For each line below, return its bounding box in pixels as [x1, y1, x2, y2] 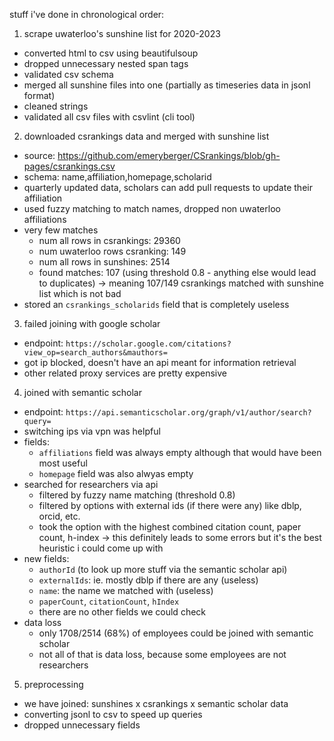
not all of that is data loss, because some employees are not [38, 649, 287, 660]
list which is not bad [38, 288, 122, 299]
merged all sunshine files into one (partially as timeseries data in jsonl [23, 79, 311, 91]
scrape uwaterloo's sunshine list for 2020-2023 [23, 28, 221, 39]
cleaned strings [23, 100, 89, 112]
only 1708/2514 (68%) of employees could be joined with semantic [38, 627, 314, 639]
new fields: [23, 553, 70, 564]
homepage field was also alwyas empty [38, 468, 194, 479]
